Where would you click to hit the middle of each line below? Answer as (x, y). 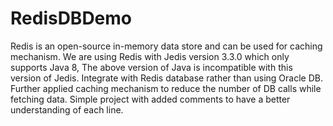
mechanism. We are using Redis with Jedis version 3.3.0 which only (150, 56)
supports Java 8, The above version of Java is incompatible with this (151, 67)
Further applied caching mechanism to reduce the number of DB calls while (166, 88)
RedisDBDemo (71, 18)
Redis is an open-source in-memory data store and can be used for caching (166, 46)
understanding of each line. (67, 109)
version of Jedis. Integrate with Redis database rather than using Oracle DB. (166, 78)
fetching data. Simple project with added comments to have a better (150, 99)
